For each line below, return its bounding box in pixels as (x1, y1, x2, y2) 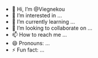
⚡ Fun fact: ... (11, 46, 45, 53)
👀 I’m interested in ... (11, 12, 62, 19)
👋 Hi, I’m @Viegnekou (11, 6, 65, 12)
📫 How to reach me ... (11, 31, 67, 38)
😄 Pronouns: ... (11, 40, 50, 47)
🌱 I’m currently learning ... (11, 18, 75, 25)
